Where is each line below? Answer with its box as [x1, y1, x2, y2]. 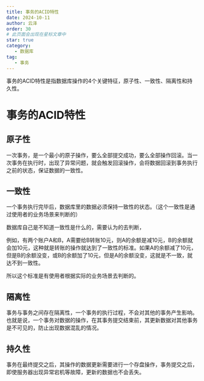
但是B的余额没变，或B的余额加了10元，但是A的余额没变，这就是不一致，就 [6, 252, 193, 259]
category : [6, 43, 32, 49]
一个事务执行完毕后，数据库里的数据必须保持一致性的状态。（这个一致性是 [6, 203, 190, 211]
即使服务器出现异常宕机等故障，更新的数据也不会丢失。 [6, 368, 144, 376]
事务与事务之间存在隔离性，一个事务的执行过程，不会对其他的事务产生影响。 [6, 309, 198, 316]
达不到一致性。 [6, 259, 44, 267]
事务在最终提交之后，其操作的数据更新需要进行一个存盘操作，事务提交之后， [6, 360, 198, 368]
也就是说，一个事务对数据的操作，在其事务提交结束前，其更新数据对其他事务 [6, 317, 198, 324]
